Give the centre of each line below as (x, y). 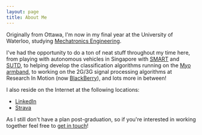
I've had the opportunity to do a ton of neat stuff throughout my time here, (98, 52)
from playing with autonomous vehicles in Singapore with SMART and (93, 59)
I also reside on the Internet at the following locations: (73, 89)
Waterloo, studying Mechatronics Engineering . (64, 41)
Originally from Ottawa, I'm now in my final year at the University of (90, 34)
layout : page (23, 12)
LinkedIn (26, 101)
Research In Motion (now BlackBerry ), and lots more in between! (87, 78)
